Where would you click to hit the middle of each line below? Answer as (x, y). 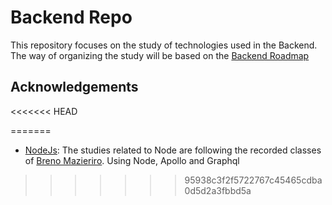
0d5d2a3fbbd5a (218, 190)
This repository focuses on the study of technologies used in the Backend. (164, 45)
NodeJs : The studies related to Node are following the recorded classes (173, 150)
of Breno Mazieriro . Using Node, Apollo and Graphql (132, 160)
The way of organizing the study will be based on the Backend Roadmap (160, 55)
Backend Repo (71, 17)
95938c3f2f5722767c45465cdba (253, 180)
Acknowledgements (74, 87)
